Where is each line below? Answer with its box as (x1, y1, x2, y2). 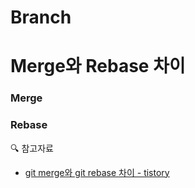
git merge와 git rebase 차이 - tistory (24, 166, 170, 178)
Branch (10, 6, 72, 29)
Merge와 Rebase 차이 (10, 55, 186, 78)
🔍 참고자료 (10, 142, 54, 154)
